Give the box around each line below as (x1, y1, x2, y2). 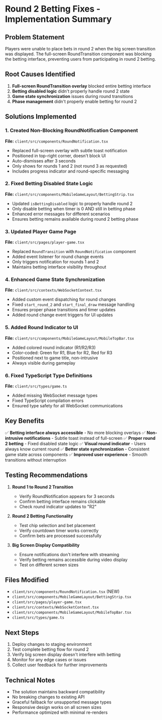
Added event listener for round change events (12, 254, 104, 260)
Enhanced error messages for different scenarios (12, 211, 110, 217)
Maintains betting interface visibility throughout (12, 264, 106, 270)
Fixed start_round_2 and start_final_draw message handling (12, 302, 134, 307)
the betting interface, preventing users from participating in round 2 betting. (5, 56, 156, 62)
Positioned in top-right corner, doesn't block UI (12, 153, 106, 159)
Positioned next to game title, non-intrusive (12, 355, 98, 361)
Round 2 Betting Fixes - (5, 3, 101, 15)
